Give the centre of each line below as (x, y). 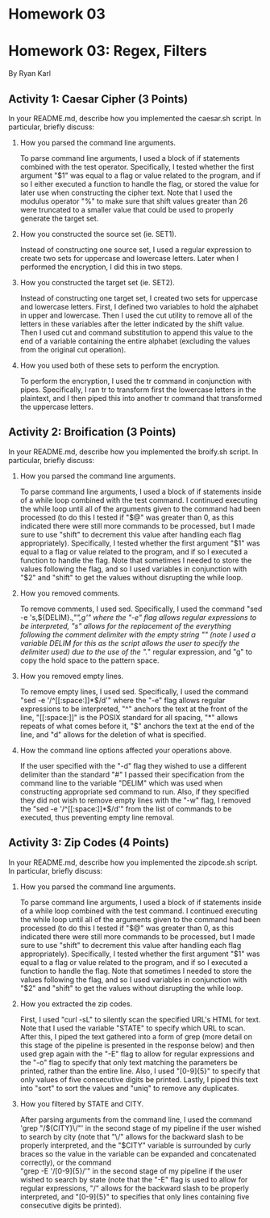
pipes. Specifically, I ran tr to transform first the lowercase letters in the (138, 390)
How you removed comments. (70, 593)
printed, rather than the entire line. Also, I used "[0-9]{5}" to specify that (140, 1071)
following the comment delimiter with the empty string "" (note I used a (138, 634)
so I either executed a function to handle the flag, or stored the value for (139, 183)
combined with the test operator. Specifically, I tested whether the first (137, 166)
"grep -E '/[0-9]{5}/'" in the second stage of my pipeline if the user (131, 1171)
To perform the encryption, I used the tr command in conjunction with (135, 381)
